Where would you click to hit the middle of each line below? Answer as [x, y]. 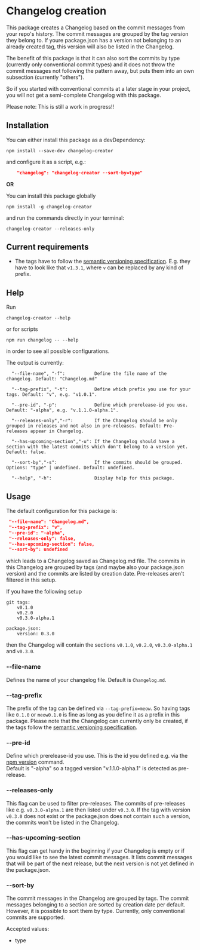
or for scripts [22, 329]
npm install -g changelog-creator [49, 207]
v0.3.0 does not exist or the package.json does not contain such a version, [98, 816]
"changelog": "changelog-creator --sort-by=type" [80, 173]
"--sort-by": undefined [38, 550]
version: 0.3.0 [36, 634]
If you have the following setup [44, 592]
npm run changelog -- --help [42, 340]
